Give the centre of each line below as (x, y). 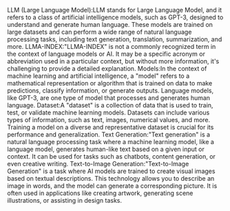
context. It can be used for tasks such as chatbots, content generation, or (111, 157)
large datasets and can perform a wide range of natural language (100, 32)
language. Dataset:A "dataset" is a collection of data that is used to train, (110, 105)
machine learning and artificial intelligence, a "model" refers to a (98, 76)
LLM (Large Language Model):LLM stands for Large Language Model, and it (115, 10)
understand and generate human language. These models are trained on (110, 24)
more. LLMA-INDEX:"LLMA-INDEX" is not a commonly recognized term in (112, 47)
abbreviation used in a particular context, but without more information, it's (113, 61)
